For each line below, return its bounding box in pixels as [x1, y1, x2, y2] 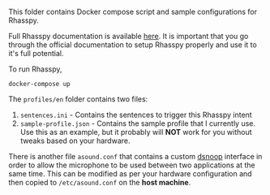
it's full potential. [8, 49, 64, 58]
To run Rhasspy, [8, 64, 62, 74]
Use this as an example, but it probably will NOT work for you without [19, 128, 253, 136]
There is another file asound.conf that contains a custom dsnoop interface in [8, 152, 263, 161]
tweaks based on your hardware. [19, 136, 131, 145]
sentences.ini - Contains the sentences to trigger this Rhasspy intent [19, 110, 253, 119]
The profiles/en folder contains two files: [8, 94, 148, 104]
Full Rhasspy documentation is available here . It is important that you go [8, 32, 249, 41]
